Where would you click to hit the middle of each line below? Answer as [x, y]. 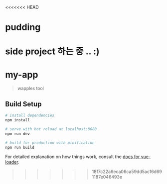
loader [12, 162]
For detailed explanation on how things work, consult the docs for [73, 157]
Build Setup [23, 104]
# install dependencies [30, 116]
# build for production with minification [50, 143]
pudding [23, 27]
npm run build [20, 147]
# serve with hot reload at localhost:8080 [51, 129]
